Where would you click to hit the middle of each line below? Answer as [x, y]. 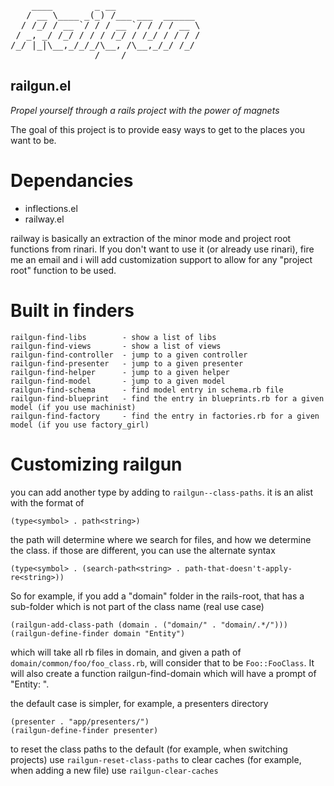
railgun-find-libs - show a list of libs [113, 337]
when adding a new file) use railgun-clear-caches [114, 770]
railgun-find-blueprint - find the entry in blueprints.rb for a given [167, 398]
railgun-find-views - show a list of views [116, 346]
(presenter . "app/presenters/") [80, 721]
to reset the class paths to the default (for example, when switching [149, 749]
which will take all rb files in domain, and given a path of [126, 652]
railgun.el [41, 86]
